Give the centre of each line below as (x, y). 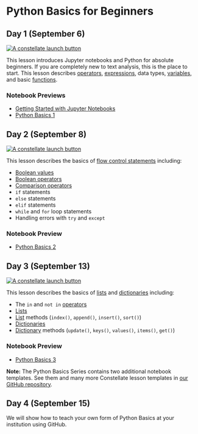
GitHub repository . (30, 384)
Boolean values (34, 173)
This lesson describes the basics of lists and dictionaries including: (90, 293)
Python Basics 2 (35, 247)
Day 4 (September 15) (48, 403)
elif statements (35, 205)
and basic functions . (32, 80)
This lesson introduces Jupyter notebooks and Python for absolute (90, 60)
